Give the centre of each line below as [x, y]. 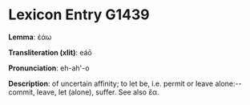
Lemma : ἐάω [30, 37]
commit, [22, 92]
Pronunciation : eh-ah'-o [49, 68]
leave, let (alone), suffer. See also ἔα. [98, 92]
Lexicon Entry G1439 [79, 15]
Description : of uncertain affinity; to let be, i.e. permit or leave [111, 83]
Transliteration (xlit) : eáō [50, 52]
